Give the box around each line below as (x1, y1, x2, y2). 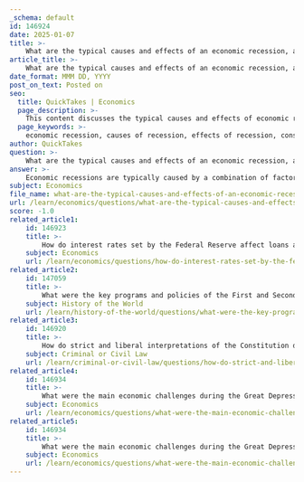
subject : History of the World (25, 299, 144, 308)
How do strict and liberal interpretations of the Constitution (42, 341, 290, 350)
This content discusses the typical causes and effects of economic (25, 114, 290, 123)
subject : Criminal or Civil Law (25, 349, 147, 358)
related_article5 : (9, 417, 79, 426)
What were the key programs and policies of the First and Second (42, 290, 298, 299)
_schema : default (9, 13, 75, 23)
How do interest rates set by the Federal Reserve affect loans (42, 241, 290, 250)
